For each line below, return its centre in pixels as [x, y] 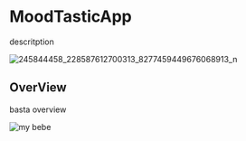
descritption [32, 42]
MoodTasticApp [71, 17]
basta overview [38, 109]
